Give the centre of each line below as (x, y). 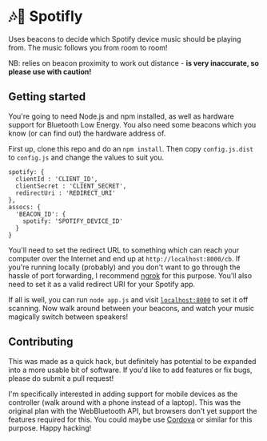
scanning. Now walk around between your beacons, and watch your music (131, 308)
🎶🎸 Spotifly (46, 16)
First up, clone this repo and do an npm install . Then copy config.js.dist (131, 148)
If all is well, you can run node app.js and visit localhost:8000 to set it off (128, 299)
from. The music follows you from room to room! (88, 47)
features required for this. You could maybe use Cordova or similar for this (130, 419)
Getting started (47, 97)
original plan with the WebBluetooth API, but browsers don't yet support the (133, 411)
